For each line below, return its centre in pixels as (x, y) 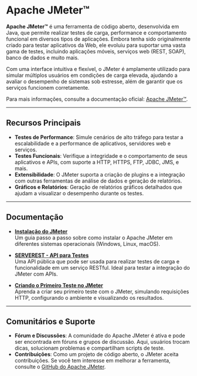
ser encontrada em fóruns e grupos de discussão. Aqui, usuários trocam (102, 342)
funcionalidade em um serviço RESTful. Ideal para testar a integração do (102, 267)
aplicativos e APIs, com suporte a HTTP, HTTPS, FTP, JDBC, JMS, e (97, 162)
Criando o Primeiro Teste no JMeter (59, 285)
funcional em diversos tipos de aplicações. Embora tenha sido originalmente (98, 39)
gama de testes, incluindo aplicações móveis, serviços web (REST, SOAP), (96, 51)
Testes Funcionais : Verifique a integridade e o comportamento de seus (101, 155)
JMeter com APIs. (36, 274)
